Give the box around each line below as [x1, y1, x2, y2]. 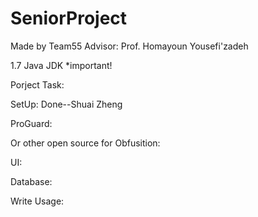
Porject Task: [10, 78, 65, 91]
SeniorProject [10, 7, 128, 30]
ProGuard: [10, 117, 53, 129]
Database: [10, 175, 53, 187]
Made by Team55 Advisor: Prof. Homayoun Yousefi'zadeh [10, 40, 249, 52]
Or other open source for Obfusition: [10, 137, 161, 149]
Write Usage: [10, 195, 65, 207]
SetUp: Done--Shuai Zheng [10, 98, 123, 110]
